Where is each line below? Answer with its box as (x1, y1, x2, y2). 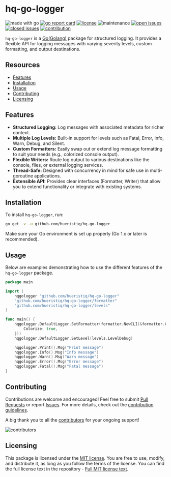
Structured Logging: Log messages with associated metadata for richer (12, 124, 164, 130)
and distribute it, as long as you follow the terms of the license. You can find (5, 460, 164, 466)
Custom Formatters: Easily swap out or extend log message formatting (12, 145, 163, 152)
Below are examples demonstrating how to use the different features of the (5, 264, 163, 271)
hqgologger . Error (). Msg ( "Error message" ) (14, 359, 103, 364)
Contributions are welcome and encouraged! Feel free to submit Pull (5, 396, 149, 402)
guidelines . (5, 407, 28, 413)
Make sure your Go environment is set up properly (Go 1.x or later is (5, 231, 148, 237)
